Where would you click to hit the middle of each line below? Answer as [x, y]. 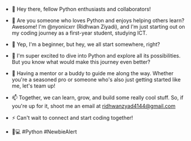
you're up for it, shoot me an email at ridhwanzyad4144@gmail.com [93, 106]
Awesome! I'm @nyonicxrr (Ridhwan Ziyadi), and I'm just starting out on [98, 27]
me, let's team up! [33, 86]
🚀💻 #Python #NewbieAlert [44, 132]
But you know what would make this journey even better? [81, 62]
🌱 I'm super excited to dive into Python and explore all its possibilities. [96, 56]
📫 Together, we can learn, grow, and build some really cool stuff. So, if [98, 98]
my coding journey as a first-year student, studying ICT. [79, 33]
